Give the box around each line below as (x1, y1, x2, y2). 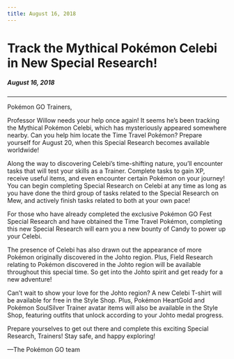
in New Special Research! (7, 55, 158, 70)
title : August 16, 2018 (7, 10, 77, 17)
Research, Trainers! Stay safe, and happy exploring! (7, 332, 155, 340)
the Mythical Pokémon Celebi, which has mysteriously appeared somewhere (7, 123, 227, 132)
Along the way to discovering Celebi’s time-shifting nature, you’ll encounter (7, 159, 224, 167)
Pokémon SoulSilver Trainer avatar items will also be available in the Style (7, 303, 218, 312)
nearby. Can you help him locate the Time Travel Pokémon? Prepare (7, 130, 203, 139)
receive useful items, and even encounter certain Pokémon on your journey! (7, 174, 225, 182)
